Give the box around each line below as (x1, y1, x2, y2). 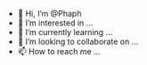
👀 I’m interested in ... (17, 18, 94, 28)
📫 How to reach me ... (17, 47, 101, 56)
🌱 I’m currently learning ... (17, 27, 113, 37)
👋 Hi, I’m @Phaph (17, 9, 82, 18)
